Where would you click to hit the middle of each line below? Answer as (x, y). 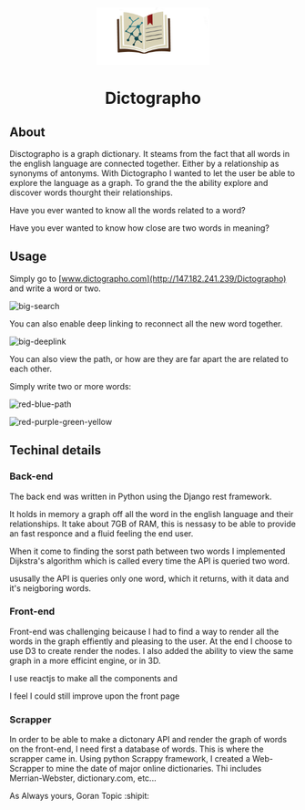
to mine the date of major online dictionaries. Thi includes (154, 769)
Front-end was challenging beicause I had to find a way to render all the (144, 631)
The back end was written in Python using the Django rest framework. (141, 496)
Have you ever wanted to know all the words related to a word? (127, 210)
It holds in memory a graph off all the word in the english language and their (152, 514)
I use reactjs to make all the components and (93, 678)
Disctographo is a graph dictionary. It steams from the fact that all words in (150, 154)
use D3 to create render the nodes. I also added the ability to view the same (152, 650)
